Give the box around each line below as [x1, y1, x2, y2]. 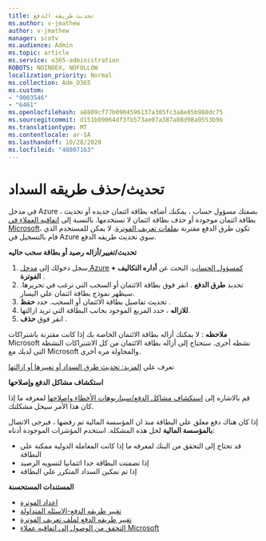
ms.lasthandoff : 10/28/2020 [8, 138, 102, 146]
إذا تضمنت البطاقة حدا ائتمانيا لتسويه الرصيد [19, 458, 149, 468]
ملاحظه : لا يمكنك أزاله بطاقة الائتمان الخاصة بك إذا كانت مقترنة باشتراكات [8, 330, 228, 339]
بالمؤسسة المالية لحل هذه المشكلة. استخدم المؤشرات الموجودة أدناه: [8, 426, 215, 435]
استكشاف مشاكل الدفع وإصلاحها [8, 378, 104, 387]
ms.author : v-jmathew [8, 19, 81, 27]
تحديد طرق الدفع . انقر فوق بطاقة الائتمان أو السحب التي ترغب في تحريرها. [19, 280, 244, 290]
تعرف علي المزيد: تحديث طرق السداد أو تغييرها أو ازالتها [8, 362, 174, 372]
